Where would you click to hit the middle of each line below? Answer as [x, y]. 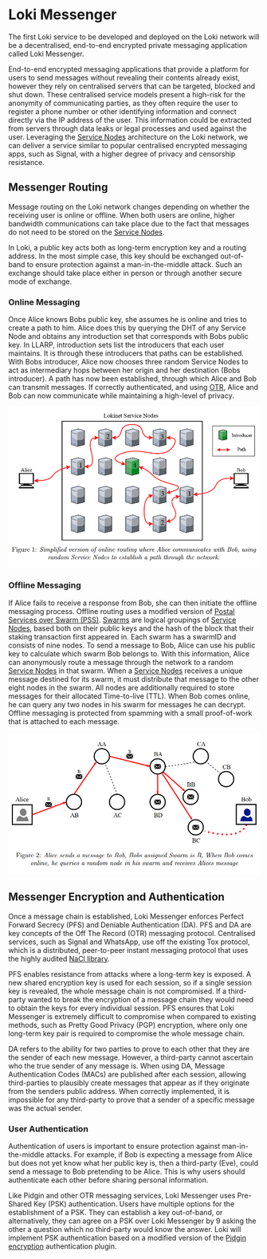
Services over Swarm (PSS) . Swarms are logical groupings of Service [122, 620]
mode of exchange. [40, 281]
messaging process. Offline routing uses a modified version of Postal [122, 611]
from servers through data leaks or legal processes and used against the [128, 128]
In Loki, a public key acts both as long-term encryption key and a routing [128, 247]
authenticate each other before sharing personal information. [108, 1180]
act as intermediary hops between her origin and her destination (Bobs [124, 370]
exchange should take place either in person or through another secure [125, 273]
